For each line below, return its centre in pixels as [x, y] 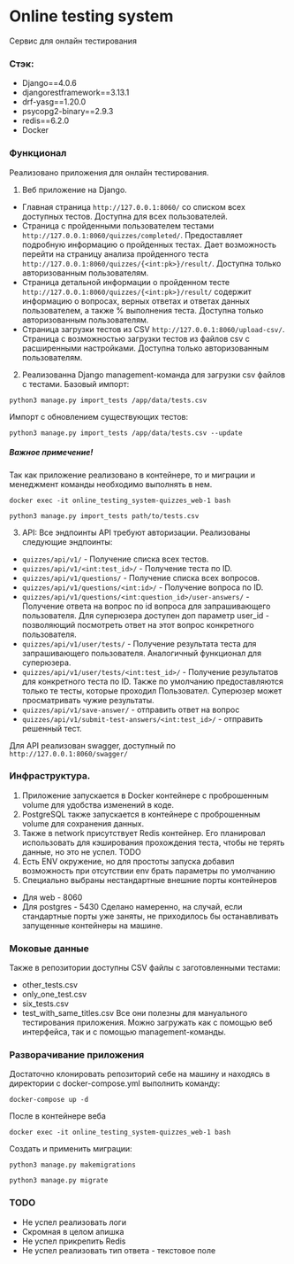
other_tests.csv [49, 985]
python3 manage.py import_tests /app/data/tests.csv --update [126, 433]
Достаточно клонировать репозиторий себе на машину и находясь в [140, 1074]
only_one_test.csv [54, 995]
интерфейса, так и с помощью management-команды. [124, 1032]
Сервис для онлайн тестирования [73, 41]
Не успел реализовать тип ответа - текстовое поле [119, 1250]
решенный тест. [52, 728]
